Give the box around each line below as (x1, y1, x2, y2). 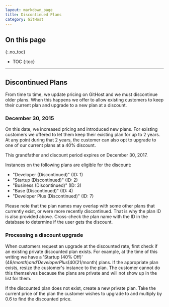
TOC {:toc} (12, 59, 35, 65)
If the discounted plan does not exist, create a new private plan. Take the (5, 285, 156, 291)
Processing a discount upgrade (5, 232, 83, 239)
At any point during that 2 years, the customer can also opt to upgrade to (5, 137, 156, 143)
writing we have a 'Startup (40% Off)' (5, 253, 83, 260)
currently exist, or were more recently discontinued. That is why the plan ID (5, 208, 161, 215)
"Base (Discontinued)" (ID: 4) (12, 188, 73, 194)
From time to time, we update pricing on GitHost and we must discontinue (5, 91, 158, 97)
